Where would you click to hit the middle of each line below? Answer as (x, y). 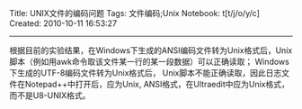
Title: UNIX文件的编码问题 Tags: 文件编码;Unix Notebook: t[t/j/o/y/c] (135, 13)
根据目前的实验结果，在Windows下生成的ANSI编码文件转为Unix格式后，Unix (151, 50)
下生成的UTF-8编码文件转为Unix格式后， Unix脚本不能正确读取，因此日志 (146, 73)
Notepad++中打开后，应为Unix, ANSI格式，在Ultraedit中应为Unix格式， (157, 84)
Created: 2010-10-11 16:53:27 (63, 23)
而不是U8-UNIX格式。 (50, 95)
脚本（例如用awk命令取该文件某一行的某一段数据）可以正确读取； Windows (149, 62)
